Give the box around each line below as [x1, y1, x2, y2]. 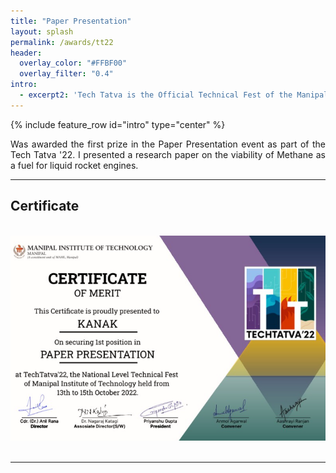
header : [10, 48, 43, 58]
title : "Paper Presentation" [10, 16, 132, 26]
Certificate [10, 198, 80, 215]
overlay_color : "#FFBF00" [19, 58, 128, 69]
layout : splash [10, 26, 74, 37]
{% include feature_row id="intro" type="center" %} [10, 118, 226, 130]
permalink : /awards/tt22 [10, 37, 114, 47]
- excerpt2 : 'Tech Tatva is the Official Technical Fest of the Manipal [19, 90, 329, 100]
